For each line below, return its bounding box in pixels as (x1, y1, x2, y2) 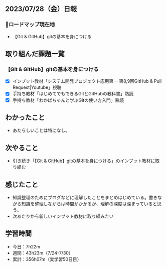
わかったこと (5, 113, 45, 121)
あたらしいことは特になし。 (12, 127, 70, 133)
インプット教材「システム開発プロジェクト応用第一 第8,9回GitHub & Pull (12, 78, 162, 84)
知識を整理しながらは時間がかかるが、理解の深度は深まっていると (21, 201, 157, 207)
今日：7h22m (12, 243, 41, 249)
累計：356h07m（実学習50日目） (12, 256, 82, 262)
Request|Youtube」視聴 (12, 84, 62, 90)
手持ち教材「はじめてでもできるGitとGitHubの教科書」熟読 (12, 91, 134, 97)
